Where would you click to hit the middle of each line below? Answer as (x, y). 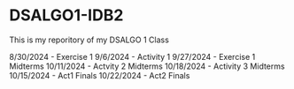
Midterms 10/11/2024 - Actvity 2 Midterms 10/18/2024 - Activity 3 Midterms (147, 66)
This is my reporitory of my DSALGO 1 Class (89, 40)
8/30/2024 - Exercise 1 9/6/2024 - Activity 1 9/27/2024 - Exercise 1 (132, 56)
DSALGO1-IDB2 (66, 15)
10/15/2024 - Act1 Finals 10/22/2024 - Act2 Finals (100, 75)
